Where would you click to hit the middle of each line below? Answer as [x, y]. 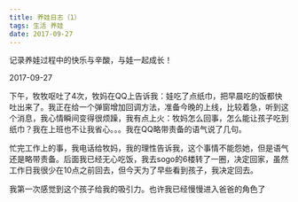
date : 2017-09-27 [41, 34]
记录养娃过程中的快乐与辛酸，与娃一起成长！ [91, 60]
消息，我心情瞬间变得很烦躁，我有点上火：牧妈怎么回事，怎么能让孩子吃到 [153, 118]
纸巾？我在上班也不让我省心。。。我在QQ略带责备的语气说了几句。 [128, 129]
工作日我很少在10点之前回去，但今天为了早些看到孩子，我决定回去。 [134, 170]
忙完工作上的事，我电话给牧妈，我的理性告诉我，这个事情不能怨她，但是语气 [149, 148]
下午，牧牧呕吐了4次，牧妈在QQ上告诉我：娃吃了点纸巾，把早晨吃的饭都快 [146, 96]
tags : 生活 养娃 [36, 26]
